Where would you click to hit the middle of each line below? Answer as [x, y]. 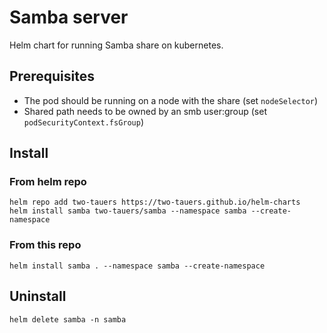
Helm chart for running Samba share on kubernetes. [116, 45]
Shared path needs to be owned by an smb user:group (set [145, 111]
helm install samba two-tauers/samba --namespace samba [128, 211]
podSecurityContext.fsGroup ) [84, 122]
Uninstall [38, 296]
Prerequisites [52, 76]
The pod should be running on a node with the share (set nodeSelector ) [171, 100]
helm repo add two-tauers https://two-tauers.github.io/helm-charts [155, 202]
